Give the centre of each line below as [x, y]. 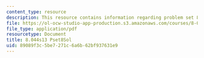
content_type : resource [36, 12]
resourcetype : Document [36, 34]
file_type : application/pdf [42, 29]
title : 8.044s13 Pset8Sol [39, 40]
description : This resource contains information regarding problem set [100, 18]
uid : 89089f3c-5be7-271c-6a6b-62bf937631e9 [62, 46]
